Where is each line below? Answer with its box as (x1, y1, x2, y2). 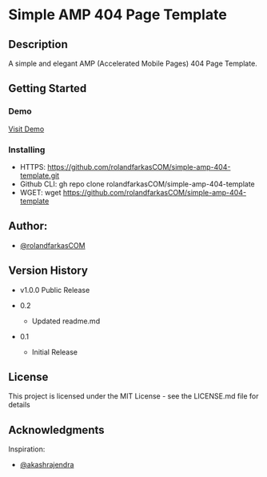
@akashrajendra (19, 460, 74, 470)
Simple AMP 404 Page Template (8, 6, 228, 24)
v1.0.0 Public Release (19, 285, 90, 295)
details (8, 400, 30, 410)
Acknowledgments (8, 423, 106, 437)
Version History (8, 264, 88, 278)
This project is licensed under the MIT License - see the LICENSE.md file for (8, 391, 259, 401)
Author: (8, 219, 48, 233)
